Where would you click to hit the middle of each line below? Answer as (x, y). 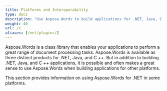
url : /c (13, 28)
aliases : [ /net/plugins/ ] (32, 33)
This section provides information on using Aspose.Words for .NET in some (82, 78)
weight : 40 (16, 24)
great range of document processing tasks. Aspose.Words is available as (80, 52)
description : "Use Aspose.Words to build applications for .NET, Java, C (84, 19)
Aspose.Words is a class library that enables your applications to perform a (82, 47)
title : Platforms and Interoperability (47, 10)
